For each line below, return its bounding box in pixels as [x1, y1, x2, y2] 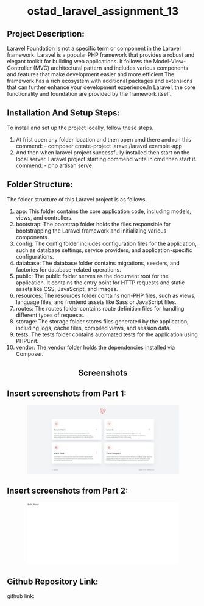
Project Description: [7, 29, 85, 39]
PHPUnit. [15, 337, 39, 344]
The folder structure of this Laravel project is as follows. [7, 195, 147, 203]
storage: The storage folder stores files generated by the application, [15, 317, 189, 325]
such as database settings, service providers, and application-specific [15, 246, 192, 254]
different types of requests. [15, 311, 85, 319]
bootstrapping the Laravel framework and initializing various [15, 227, 167, 234]
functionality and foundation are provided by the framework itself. [7, 90, 172, 97]
